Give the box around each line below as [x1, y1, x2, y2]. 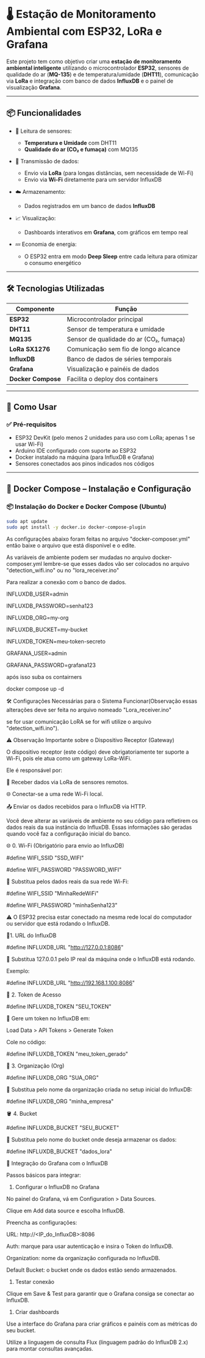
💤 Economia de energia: [15, 240, 77, 248]
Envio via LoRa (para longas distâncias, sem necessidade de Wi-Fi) [24, 169, 194, 177]
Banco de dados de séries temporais [67, 355, 172, 363]
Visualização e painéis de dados [67, 365, 160, 373]
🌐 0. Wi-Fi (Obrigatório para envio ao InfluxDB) [6, 842, 124, 849]
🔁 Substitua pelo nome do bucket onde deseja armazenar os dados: [6, 1135, 177, 1143]
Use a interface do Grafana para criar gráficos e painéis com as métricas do [6, 1320, 198, 1327]
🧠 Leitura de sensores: [15, 127, 72, 135]
